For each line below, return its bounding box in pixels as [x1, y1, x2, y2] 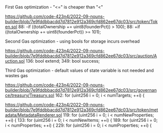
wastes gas [5, 73, 28, 78]
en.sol [5, 24, 18, 30]
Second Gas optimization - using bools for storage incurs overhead [5, 38, 140, 44]
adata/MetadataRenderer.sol [5, 112, 62, 118]
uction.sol [5, 58, 25, 64]
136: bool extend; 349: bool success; [26, 58, 100, 64]
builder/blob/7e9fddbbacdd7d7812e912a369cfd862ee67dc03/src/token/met [5, 107, 158, 113]
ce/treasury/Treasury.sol [5, 92, 54, 98]
